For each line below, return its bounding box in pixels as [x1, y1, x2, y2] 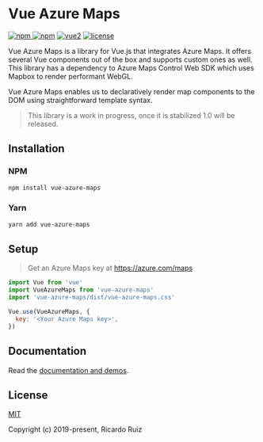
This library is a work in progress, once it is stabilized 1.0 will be [27, 110, 235, 120]
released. [27, 119, 59, 128]
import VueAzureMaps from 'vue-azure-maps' [8, 286, 154, 294]
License [8, 388, 48, 402]
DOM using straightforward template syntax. [8, 95, 153, 105]
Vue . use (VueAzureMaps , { [8, 308, 90, 316]
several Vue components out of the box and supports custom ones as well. [8, 55, 253, 64]
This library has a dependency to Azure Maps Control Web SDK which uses [8, 63, 255, 72]
